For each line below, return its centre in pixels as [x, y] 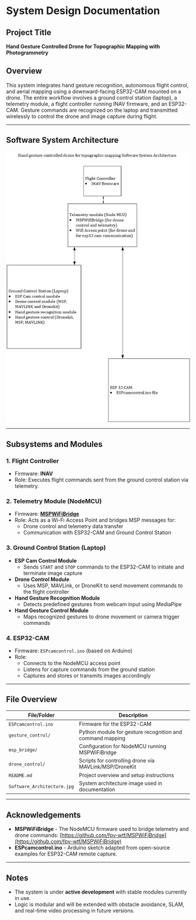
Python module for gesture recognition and [130, 732]
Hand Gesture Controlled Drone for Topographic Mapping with [83, 46]
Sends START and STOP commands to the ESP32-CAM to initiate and [104, 567]
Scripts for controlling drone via [116, 761]
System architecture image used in [120, 783]
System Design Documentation [83, 11]
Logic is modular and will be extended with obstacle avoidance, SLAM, [99, 904]
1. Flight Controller [33, 461]
